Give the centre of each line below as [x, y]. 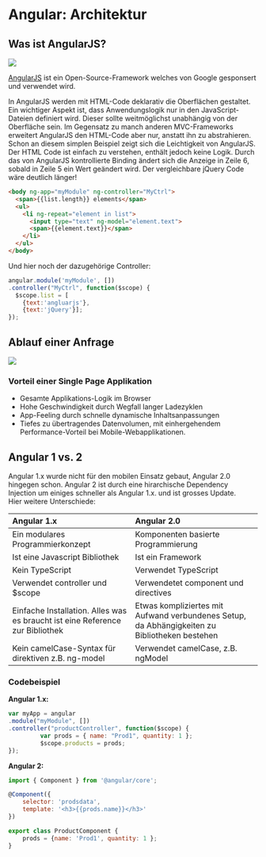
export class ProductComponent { [63, 831]
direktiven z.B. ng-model [59, 658]
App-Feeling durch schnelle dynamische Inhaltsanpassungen [120, 415]
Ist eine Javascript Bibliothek [66, 557]
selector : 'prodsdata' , [62, 802]
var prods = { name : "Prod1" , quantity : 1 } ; [116, 736]
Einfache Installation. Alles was [70, 610]
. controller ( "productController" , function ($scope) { [99, 729]
